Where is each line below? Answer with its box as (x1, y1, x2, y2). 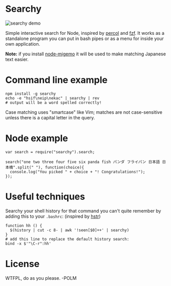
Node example (5, 133, 68, 144)
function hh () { (5, 223, 42, 228)
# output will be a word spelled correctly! (5, 100, 102, 105)
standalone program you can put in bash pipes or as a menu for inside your (5, 35, 164, 42)
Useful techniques (5, 191, 85, 202)
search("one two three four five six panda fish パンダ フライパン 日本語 (5, 159, 160, 165)
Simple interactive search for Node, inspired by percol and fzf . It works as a (5, 30, 165, 36)
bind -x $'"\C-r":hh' (5, 241, 52, 246)
